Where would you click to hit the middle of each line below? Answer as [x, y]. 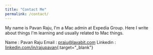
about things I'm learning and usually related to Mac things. [64, 33]
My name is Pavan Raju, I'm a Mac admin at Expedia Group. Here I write [77, 27]
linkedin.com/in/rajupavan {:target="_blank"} [49, 47]
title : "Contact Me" [26, 9]
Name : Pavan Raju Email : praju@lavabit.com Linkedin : [60, 42]
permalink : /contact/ [27, 14]
